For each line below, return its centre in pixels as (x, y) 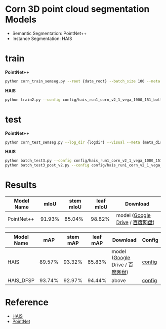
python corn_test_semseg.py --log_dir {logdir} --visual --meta (73, 142)
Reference (27, 303)
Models (21, 20)
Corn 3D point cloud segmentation (77, 9)
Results (21, 185)
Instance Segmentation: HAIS (42, 39)
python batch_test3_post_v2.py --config (47, 165)
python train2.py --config (33, 100)
